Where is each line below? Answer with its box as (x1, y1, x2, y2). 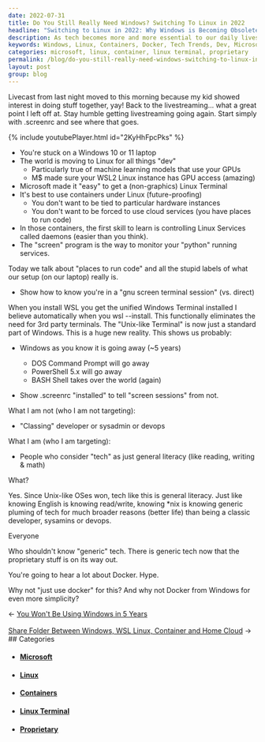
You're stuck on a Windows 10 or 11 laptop (19, 148, 157, 157)
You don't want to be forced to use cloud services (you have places (31, 206, 252, 215)
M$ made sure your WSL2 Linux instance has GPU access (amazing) (31, 173, 256, 182)
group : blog (8, 70, 47, 78)
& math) (19, 459, 46, 470)
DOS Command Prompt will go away (31, 358, 150, 368)
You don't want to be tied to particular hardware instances (31, 198, 221, 208)
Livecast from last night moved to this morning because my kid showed (8, 92, 241, 101)
